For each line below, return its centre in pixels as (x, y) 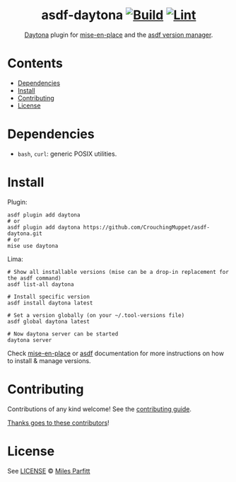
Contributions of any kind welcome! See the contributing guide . (100, 409)
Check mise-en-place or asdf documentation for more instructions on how (116, 353)
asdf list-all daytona (41, 284)
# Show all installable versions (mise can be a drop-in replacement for (118, 272)
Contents (35, 63)
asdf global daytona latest (49, 321)
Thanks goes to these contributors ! (58, 423)
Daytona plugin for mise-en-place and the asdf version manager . (119, 35)
